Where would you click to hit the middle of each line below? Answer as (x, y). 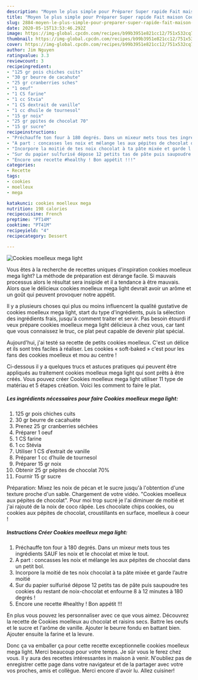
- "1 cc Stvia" (25, 99)
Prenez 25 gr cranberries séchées (56, 426)
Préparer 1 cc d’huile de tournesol (56, 457)
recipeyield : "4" (28, 231)
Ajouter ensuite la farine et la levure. (51, 634)
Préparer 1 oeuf (34, 432)
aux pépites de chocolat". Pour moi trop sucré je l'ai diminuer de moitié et (95, 500)
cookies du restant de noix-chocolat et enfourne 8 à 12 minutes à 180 (99, 591)
